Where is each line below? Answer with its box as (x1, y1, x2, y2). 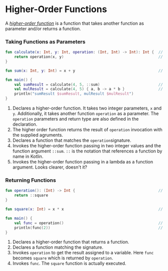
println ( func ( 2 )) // (14, 225, 163, 230)
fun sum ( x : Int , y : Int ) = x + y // (5, 68, 163, 73)
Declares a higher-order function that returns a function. (12, 239, 129, 245)
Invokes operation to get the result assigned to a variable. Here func (12, 250, 154, 256)
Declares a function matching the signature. (12, 244, 104, 250)
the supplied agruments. (12, 132, 63, 138)
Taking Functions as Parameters (5, 38, 86, 45)
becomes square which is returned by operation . (12, 255, 113, 261)
